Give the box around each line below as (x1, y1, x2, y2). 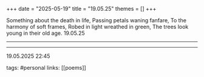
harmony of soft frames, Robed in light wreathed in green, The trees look (6, 23, 189, 30)
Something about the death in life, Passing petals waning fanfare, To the (6, 17, 187, 23)
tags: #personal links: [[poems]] (6, 64, 86, 71)
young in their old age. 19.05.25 (6, 29, 85, 37)
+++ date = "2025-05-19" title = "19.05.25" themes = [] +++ (6, 5, 157, 12)
